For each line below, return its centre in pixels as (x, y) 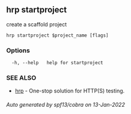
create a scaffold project (37, 24)
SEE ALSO (21, 78)
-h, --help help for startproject (57, 63)
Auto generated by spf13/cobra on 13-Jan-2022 (65, 105)
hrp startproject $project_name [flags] (58, 35)
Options (18, 50)
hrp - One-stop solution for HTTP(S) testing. (70, 91)
